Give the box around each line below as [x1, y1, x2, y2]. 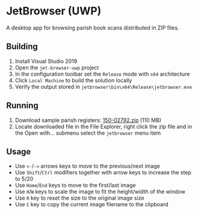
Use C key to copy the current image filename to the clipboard [14, 201, 169, 208]
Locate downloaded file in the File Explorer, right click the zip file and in [14, 123, 193, 130]
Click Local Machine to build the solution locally [14, 76, 132, 84]
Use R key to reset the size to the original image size [14, 194, 144, 202]
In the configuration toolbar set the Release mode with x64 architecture [14, 70, 190, 78]
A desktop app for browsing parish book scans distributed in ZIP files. [6, 24, 179, 31]
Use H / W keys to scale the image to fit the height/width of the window [14, 188, 185, 195]
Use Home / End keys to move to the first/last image [14, 182, 137, 189]
